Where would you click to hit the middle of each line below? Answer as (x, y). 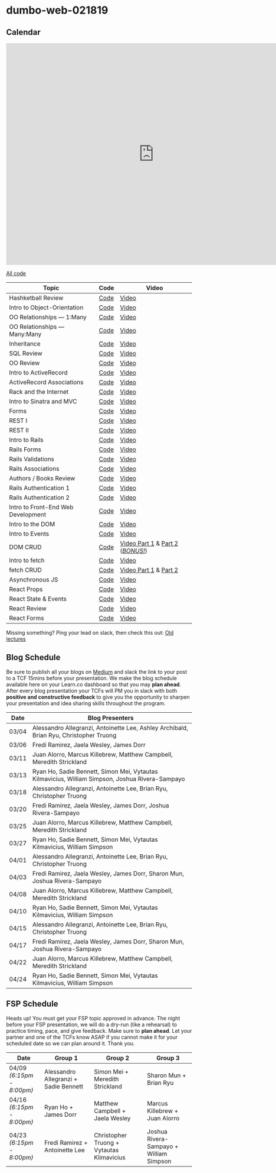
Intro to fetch (27, 560)
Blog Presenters (111, 718)
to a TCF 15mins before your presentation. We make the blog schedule (91, 678)
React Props (26, 589)
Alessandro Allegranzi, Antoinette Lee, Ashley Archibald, (110, 728)
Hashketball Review (36, 298)
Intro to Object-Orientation (46, 307)
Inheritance (25, 344)
